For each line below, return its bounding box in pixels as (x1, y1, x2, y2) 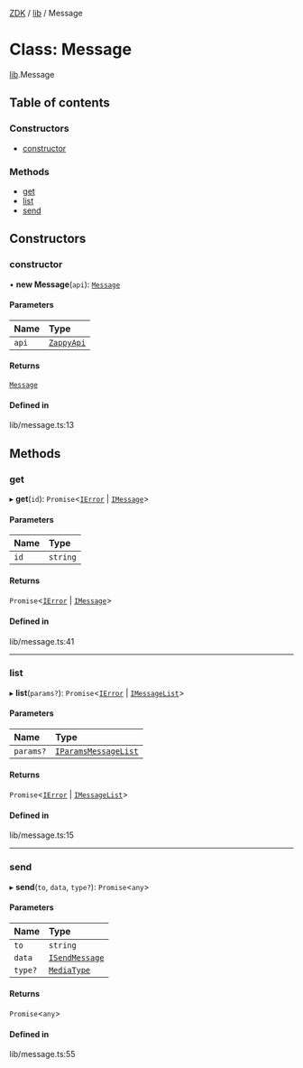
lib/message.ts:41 (9, 636, 75, 646)
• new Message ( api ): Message (9, 279, 121, 290)
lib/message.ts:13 (9, 420, 75, 431)
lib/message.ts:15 (9, 830, 75, 840)
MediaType (48, 965, 91, 975)
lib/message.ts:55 (9, 1049, 76, 1060)
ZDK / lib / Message (9, 8, 83, 18)
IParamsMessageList (55, 747, 139, 757)
